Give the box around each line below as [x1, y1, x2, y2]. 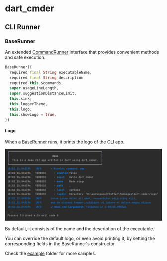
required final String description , [9, 75, 85, 80]
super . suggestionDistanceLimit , [9, 91, 77, 96]
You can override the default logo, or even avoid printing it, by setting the [5, 235, 155, 241]
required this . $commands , [9, 80, 64, 85]
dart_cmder [5, 3, 55, 14]
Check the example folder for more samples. [5, 250, 96, 256]
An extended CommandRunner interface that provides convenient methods [5, 49, 159, 55]
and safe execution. [5, 54, 46, 60]
